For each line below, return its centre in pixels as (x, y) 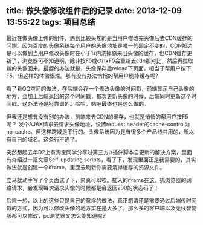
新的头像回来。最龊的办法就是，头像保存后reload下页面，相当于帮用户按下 (99, 68)
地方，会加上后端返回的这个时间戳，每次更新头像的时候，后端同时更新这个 (99, 96)
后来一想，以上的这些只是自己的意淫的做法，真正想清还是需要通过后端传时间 (101, 200)
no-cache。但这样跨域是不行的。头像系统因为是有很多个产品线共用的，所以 (100, 131)
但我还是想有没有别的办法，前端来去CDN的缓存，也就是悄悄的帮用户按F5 (97, 116)
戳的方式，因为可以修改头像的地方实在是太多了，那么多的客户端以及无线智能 (101, 208)
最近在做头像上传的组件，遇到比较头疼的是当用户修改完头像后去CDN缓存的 (99, 37)
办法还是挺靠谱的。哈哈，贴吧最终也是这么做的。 (88, 103)
